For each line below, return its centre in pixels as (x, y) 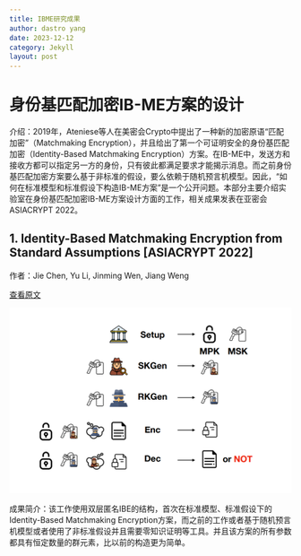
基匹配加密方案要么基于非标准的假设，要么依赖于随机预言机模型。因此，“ (145, 177)
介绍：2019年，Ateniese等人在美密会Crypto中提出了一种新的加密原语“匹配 (147, 132)
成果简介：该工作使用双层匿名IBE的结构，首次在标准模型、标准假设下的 (141, 509)
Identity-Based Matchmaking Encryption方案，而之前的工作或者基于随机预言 (150, 520)
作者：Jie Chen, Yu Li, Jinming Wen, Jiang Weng (99, 275)
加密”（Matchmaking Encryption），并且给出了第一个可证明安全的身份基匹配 (149, 143)
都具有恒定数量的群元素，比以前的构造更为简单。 (99, 543)
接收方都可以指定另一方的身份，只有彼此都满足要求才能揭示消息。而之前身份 (150, 165)
